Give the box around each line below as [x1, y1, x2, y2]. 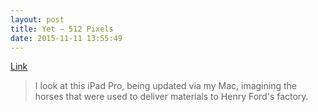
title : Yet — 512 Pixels [10, 24, 114, 34]
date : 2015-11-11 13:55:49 [10, 33, 123, 43]
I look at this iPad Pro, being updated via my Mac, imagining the [34, 80, 297, 92]
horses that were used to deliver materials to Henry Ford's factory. [34, 91, 309, 103]
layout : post [10, 14, 65, 25]
